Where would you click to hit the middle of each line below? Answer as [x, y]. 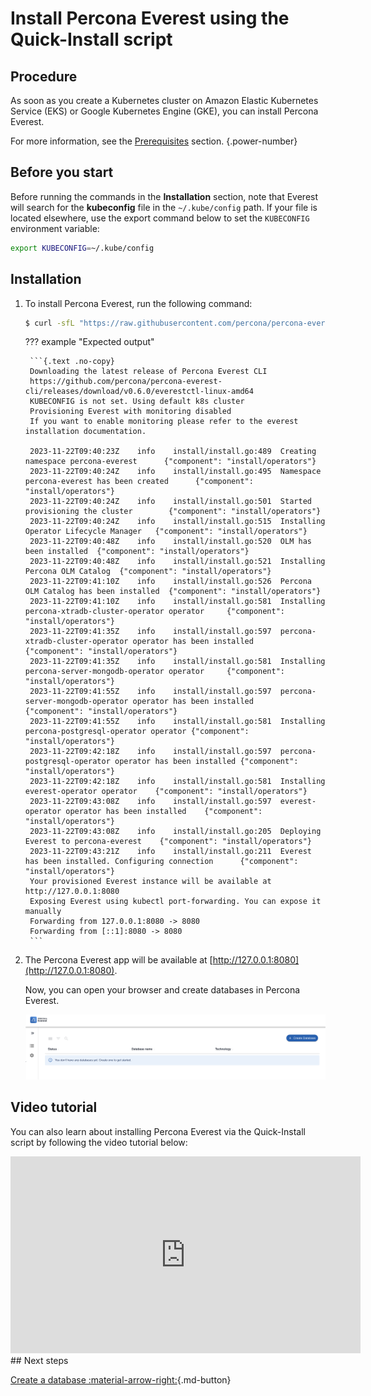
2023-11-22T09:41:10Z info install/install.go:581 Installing [177, 602]
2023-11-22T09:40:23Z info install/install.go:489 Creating [173, 452]
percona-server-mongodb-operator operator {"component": [155, 672]
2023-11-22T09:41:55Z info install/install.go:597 [150, 692]
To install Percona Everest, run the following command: [138, 303]
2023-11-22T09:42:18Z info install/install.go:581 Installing [177, 782]
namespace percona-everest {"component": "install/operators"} [170, 462]
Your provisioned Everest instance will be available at [150, 882]
